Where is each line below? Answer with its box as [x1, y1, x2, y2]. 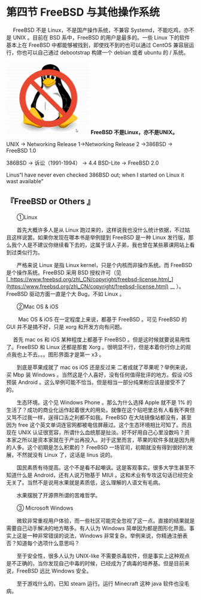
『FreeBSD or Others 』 [6, 196, 95, 207]
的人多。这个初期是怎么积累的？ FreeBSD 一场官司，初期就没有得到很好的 [6, 444, 188, 451]
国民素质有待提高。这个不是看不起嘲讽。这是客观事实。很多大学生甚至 [16, 463, 190, 471]
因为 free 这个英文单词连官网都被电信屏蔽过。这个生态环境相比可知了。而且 [6, 421, 193, 428]
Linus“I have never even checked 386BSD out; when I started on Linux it [6, 171, 184, 178]
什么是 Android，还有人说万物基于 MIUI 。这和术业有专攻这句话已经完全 [16, 471, 194, 478]
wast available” [6, 177, 44, 184]
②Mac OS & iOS [16, 303, 59, 310]
